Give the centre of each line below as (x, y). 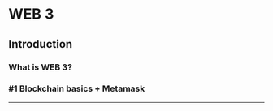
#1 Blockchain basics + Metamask (77, 88)
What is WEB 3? (41, 67)
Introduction (41, 44)
